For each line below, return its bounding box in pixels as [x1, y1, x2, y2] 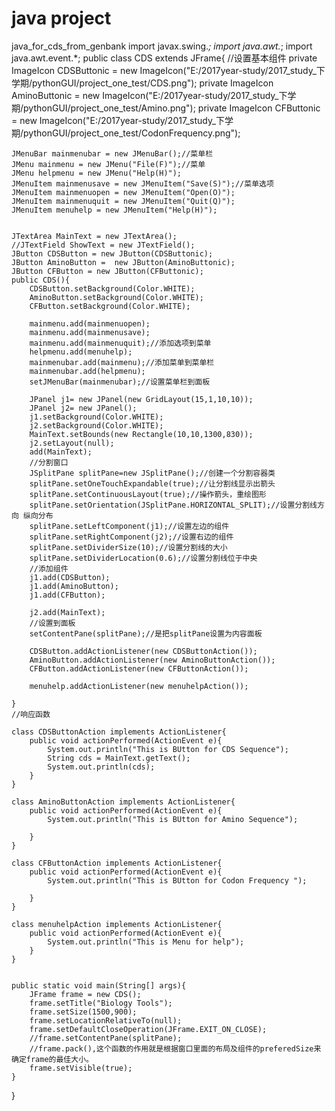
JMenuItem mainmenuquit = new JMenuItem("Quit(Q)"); [11, 196, 236, 206]
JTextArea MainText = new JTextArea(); [11, 231, 178, 241]
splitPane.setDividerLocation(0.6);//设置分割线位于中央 [29, 553, 258, 563]
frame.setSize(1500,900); [29, 1007, 138, 1017]
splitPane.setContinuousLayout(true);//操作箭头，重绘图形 [29, 489, 267, 499]
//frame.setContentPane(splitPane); [29, 1033, 183, 1043]
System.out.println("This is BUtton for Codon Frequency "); [47, 875, 308, 886]
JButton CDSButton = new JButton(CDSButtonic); [11, 248, 214, 259]
